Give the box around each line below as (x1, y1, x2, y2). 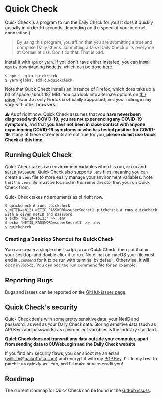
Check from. (5, 184, 30, 190)
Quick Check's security (5, 303, 78, 312)
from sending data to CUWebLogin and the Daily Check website (5, 341, 136, 347)
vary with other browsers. (5, 101, 57, 107)
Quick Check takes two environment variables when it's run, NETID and (5, 164, 146, 169)
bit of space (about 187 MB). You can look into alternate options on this (5, 91, 147, 97)
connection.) (5, 30, 31, 35)
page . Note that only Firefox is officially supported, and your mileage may (5, 96, 152, 102)
